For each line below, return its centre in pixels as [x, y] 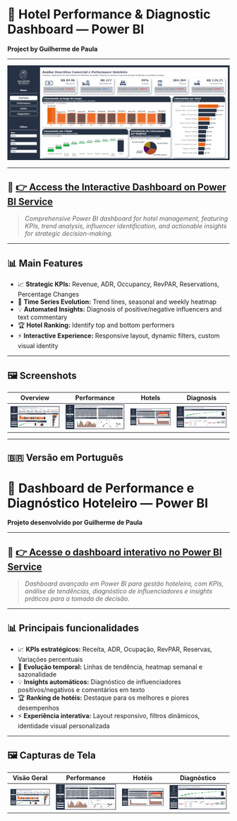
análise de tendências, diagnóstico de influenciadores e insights [119, 591]
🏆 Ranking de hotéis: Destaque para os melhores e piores [103, 698]
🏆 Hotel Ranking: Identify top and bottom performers [96, 325]
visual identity [38, 346]
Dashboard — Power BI [76, 29]
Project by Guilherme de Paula [53, 49]
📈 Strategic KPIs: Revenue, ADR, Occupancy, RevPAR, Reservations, [119, 284]
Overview [35, 398]
